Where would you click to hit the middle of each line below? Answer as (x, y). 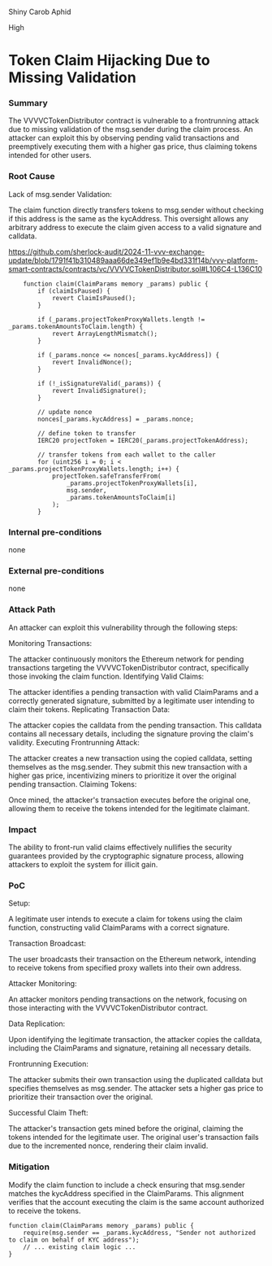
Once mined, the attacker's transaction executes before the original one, (130, 800)
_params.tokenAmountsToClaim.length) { (76, 326)
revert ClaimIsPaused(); (94, 298)
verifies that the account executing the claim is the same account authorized (136, 1202)
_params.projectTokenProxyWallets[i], (132, 483)
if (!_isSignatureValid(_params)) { (99, 383)
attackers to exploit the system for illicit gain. (83, 864)
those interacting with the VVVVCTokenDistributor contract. (108, 1008)
